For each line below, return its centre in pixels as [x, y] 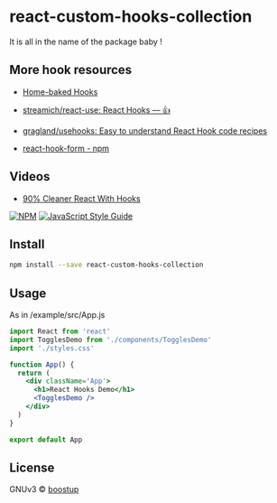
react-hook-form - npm [66, 148]
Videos [30, 177]
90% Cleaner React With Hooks [82, 198]
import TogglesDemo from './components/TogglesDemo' [111, 340]
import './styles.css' [52, 348]
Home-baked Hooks [60, 91]
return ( [34, 373]
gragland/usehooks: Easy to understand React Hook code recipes [145, 130]
